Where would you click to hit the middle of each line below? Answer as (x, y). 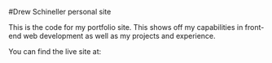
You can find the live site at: (55, 51)
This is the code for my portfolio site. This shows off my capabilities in (126, 27)
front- (254, 27)
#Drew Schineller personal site (60, 12)
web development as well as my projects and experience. (119, 36)
